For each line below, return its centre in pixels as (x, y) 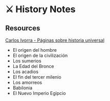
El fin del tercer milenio (37, 77)
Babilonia (23, 88)
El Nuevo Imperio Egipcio (39, 93)
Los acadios (26, 72)
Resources (23, 28)
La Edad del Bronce (33, 66)
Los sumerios (27, 61)
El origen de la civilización (40, 55)
